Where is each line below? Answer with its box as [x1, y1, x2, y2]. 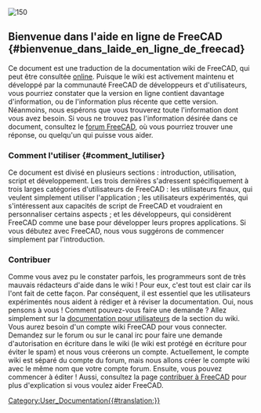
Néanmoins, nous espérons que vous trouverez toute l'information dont [8, 105, 239, 114]
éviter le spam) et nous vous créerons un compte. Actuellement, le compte [8, 347, 249, 357]
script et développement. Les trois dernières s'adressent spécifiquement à [8, 176, 249, 186]
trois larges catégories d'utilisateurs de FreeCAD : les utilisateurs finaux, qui [8, 185, 253, 194]
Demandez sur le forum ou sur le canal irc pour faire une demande [8, 330, 223, 340]
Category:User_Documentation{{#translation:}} [8, 396, 161, 405]
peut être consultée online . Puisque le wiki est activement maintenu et [8, 72, 234, 81]
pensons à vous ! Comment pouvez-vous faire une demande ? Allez [8, 305, 227, 315]
